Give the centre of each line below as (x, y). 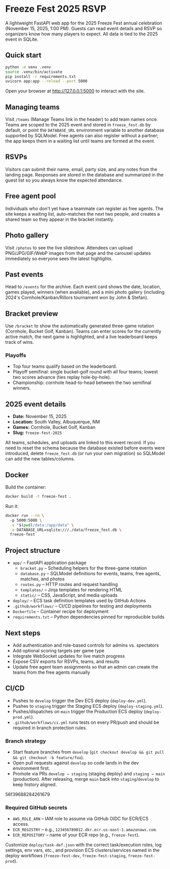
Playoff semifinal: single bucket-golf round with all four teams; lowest (85, 372)
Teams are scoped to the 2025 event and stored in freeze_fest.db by (78, 125)
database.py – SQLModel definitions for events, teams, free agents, (91, 574)
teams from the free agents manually (51, 672)
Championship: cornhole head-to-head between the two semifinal (82, 382)
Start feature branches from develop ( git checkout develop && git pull (88, 752)
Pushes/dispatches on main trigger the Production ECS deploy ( (79, 711)
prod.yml (22, 717)
